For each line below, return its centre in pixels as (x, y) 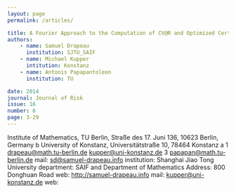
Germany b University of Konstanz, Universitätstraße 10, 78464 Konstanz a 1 (118, 145)
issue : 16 (22, 105)
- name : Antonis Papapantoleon (66, 72)
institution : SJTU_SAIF (61, 53)
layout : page (26, 14)
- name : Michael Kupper (55, 59)
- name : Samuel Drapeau (55, 46)
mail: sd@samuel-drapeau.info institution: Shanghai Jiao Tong (124, 159)
